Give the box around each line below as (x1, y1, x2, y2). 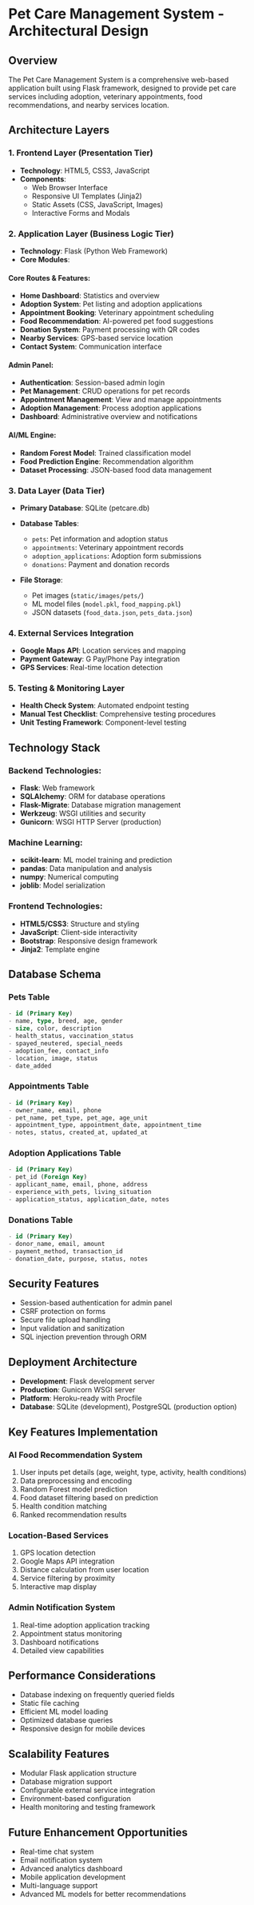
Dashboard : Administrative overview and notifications (19, 412, 198, 421)
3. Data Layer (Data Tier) (8, 485, 105, 496)
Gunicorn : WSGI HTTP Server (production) (19, 817, 162, 827)
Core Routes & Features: (8, 273, 90, 282)
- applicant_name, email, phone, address (8, 1180, 149, 1188)
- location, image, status (8, 1054, 98, 1062)
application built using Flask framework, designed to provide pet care (8, 83, 237, 93)
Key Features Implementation (8, 1425, 158, 1439)
